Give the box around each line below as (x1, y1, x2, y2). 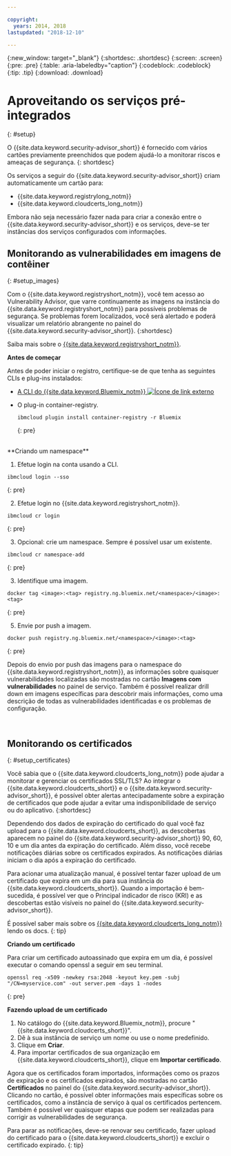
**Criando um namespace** (7, 447, 90, 455)
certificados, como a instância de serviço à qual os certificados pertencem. (7, 1098, 222, 1106)
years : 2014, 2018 (13, 22, 67, 30)
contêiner (7, 258, 50, 270)
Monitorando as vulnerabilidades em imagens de (7, 248, 221, 259)
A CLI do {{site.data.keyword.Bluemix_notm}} (17, 388, 146, 396)
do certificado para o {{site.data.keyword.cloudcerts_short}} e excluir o (7, 1133, 210, 1142)
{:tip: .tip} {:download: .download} (7, 68, 103, 77)
